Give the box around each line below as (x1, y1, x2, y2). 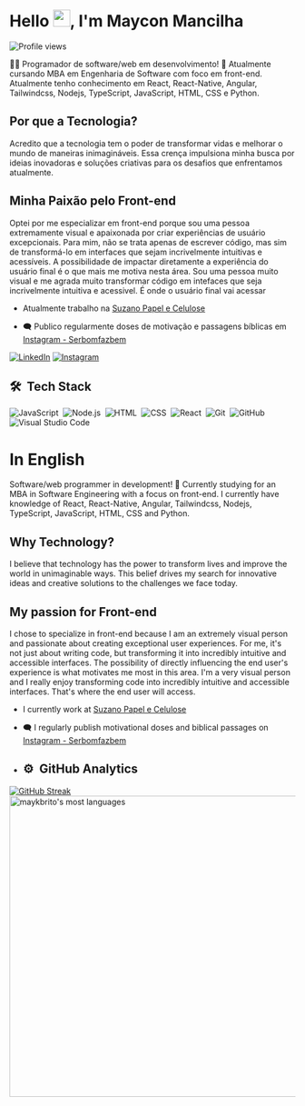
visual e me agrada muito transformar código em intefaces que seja (9, 275, 262, 286)
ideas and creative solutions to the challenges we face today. (9, 578, 239, 589)
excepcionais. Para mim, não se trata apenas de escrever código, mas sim (9, 236, 288, 247)
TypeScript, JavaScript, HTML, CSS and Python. (9, 508, 191, 519)
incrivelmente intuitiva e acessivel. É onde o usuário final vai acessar (9, 284, 266, 295)
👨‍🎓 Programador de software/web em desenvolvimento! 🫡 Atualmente (9, 58, 271, 69)
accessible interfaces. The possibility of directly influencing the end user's (9, 657, 289, 668)
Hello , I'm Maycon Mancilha (9, 11, 244, 32)
